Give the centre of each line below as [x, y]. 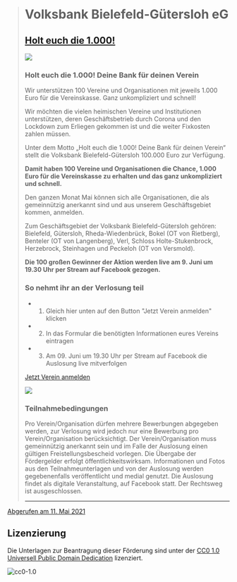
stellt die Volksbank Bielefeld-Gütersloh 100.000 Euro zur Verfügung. [125, 155]
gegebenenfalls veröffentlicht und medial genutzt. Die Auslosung [119, 476]
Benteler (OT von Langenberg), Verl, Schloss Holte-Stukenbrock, [119, 241]
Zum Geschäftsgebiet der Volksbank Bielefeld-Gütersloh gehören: [120, 226]
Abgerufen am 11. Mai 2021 [47, 511]
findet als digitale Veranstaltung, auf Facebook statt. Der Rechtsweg [123, 483]
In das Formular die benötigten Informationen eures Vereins [132, 333]
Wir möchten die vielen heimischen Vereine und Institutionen [113, 111]
